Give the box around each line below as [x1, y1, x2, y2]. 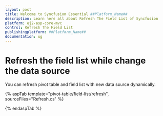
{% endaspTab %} [5, 105, 42, 111]
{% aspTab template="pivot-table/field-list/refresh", [5, 91, 109, 97]
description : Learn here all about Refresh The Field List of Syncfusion [5, 16, 159, 21]
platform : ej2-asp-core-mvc [5, 20, 62, 26]
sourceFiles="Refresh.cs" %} [5, 96, 64, 102]
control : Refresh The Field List [5, 25, 73, 30]
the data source [5, 66, 70, 77]
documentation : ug [5, 34, 42, 39]
